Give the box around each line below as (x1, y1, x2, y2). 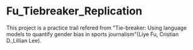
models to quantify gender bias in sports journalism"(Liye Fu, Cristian (6, 30, 179, 37)
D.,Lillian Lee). (6, 37, 42, 44)
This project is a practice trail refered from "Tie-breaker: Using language (6, 24, 187, 31)
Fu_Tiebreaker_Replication (6, 4, 143, 18)
